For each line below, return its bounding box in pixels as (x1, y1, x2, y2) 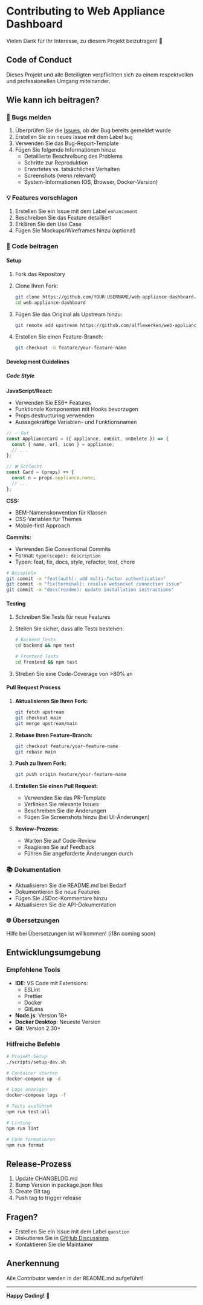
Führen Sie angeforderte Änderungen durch (24, 850, 134, 857)
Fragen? (6, 1212, 38, 1222)
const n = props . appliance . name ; (11, 475, 96, 481)
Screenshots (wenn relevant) (24, 172, 97, 180)
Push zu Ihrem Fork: (14, 760, 67, 767)
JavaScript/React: (6, 387, 53, 394)
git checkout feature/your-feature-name (14, 743, 118, 749)
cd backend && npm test (14, 642, 76, 649)
